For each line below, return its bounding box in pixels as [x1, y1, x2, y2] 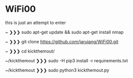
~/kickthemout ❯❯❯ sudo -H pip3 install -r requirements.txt [5, 57, 128, 63]
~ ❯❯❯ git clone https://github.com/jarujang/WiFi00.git [5, 38, 119, 45]
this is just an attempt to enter [5, 20, 66, 26]
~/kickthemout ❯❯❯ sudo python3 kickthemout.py [5, 67, 110, 73]
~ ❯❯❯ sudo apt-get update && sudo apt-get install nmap [5, 29, 124, 35]
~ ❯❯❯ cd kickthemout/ [5, 48, 55, 54]
